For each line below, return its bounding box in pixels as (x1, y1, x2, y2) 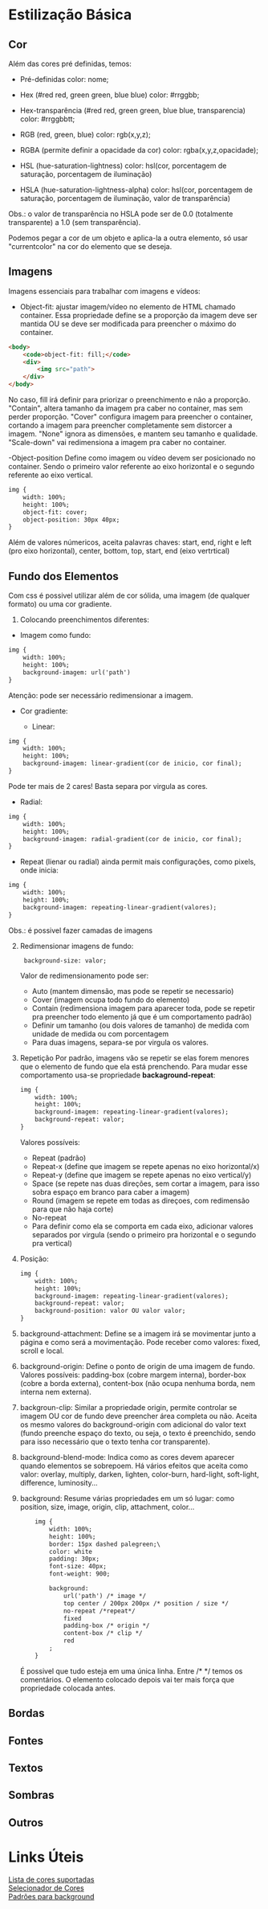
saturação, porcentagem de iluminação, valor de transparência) (19, 194, 231, 202)
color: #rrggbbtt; (19, 114, 75, 124)
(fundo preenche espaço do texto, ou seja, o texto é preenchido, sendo (19, 1429, 256, 1437)
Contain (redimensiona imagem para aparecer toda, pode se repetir (31, 1003, 255, 1013)
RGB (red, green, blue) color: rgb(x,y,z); (19, 130, 151, 139)
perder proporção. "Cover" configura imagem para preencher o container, (8, 412, 254, 422)
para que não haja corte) (31, 1204, 114, 1214)
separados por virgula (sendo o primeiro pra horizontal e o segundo (31, 1229, 257, 1239)
